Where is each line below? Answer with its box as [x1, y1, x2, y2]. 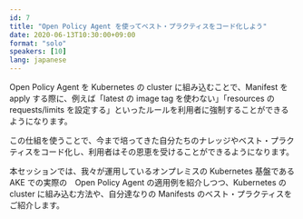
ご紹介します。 [9, 200, 65, 210]
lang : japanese [9, 55, 67, 65]
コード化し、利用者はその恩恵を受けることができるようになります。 [40, 146, 295, 157]
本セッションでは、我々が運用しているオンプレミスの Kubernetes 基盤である [9, 165, 295, 176]
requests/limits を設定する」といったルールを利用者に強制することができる [9, 105, 289, 114]
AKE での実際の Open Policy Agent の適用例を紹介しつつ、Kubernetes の [9, 177, 288, 187]
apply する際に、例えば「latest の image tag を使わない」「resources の [9, 93, 275, 104]
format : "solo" [9, 38, 67, 48]
